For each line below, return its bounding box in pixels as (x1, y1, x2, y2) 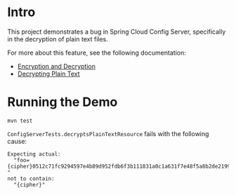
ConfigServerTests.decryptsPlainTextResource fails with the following (7, 129, 209, 137)
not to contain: (7, 175, 55, 182)
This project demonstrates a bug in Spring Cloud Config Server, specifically (7, 27, 226, 36)
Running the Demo (7, 94, 118, 110)
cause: (7, 137, 27, 145)
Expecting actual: (7, 150, 61, 158)
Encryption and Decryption (17, 62, 96, 70)
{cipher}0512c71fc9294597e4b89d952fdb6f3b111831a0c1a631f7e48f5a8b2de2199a (7, 163, 234, 170)
